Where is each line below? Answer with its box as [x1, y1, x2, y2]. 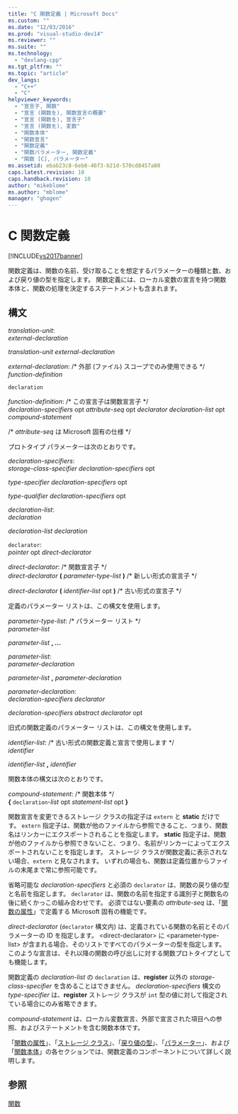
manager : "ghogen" [8, 195, 62, 202]
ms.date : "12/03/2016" [8, 23, 75, 31]
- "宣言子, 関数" [14, 103, 60, 110]
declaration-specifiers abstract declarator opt [8, 708, 143, 717]
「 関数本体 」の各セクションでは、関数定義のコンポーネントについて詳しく [8, 1047, 225, 1056]
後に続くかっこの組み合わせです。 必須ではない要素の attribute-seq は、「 [8, 898, 222, 907]
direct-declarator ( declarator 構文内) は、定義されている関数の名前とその [8, 922, 224, 930]
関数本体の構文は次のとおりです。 [8, 774, 107, 783]
